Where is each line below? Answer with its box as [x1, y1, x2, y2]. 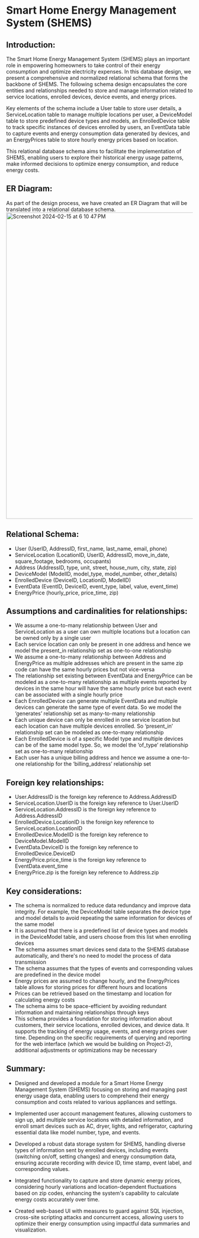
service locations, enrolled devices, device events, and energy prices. [6, 93, 176, 100]
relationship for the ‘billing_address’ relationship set [25, 760, 151, 767]
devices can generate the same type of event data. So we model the [14, 703, 182, 711]
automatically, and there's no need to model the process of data [14, 952, 171, 959]
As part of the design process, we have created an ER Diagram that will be [6, 199, 188, 206]
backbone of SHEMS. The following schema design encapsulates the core [6, 81, 188, 88]
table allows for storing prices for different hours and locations [14, 984, 168, 991]
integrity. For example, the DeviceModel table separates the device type [14, 908, 191, 916]
